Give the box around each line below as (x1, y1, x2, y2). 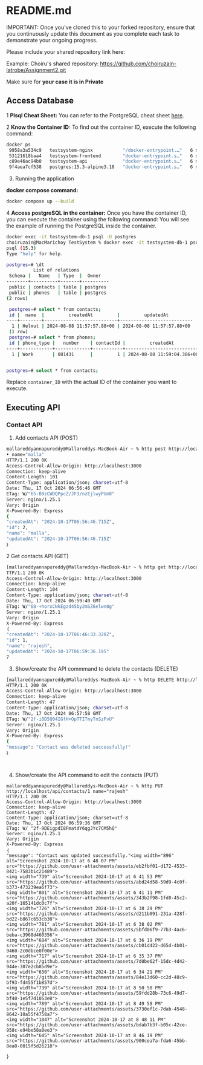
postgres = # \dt (6, 261, 45, 268)
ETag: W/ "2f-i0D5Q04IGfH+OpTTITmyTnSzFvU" (6, 716, 115, 722)
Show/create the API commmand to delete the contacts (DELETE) (14, 665, 178, 672)
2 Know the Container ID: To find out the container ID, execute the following (6, 123, 196, 131)
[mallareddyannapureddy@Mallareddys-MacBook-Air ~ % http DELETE (6, 677, 174, 683)
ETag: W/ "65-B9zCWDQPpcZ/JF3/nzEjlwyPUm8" (6, 491, 115, 497)
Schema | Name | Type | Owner (8, 273, 101, 279)
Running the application (14, 175, 74, 182)
